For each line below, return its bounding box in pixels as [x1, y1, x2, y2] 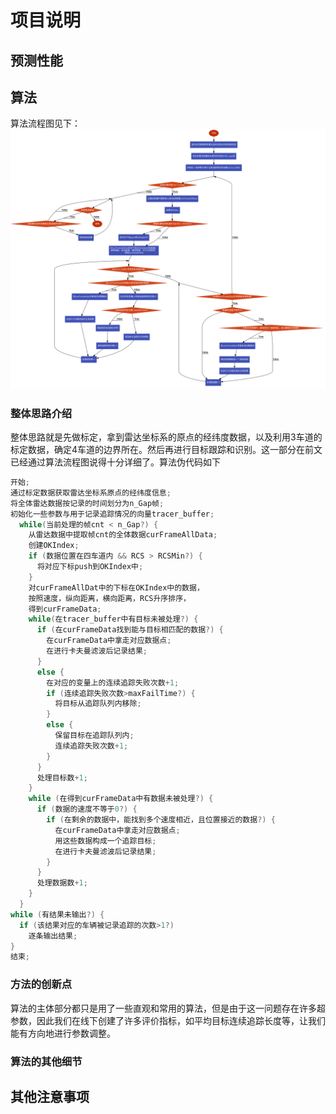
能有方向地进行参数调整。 [10, 1027, 116, 1039]
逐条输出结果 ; [28, 931, 78, 941]
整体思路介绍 [10, 406, 73, 420]
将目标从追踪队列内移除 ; [54, 699, 142, 709]
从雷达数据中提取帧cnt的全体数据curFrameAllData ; [28, 530, 218, 540]
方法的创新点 [10, 977, 73, 991]
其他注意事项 [10, 1088, 90, 1105]
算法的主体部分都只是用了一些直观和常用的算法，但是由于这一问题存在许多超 [10, 1002, 326, 1014]
